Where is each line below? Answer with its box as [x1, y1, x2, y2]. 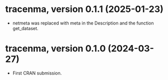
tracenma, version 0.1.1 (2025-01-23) [5, 3, 164, 15]
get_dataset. [12, 25, 39, 31]
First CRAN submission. [12, 70, 62, 76]
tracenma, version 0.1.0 [5, 43, 106, 54]
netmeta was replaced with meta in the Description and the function [12, 20, 154, 26]
